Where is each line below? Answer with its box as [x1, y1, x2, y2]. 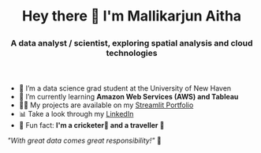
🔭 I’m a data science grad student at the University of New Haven [18, 83, 232, 93]
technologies [106, 47, 158, 58]
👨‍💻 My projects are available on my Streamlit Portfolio [18, 100, 194, 110]
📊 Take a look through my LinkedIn [18, 109, 134, 118]
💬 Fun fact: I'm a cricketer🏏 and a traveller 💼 [18, 120, 165, 129]
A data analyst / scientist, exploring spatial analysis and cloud [10, 38, 253, 49]
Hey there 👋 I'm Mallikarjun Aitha [21, 7, 242, 25]
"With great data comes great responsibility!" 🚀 [7, 136, 162, 145]
